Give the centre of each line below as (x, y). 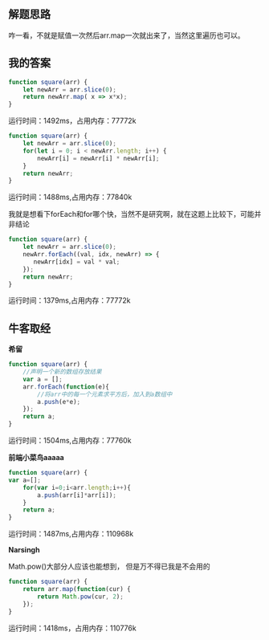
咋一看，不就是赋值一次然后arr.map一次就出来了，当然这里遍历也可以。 (126, 35)
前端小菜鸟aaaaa (36, 458)
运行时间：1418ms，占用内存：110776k (72, 628)
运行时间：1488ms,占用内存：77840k (70, 197)
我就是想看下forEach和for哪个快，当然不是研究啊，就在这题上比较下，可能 (131, 214)
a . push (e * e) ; (59, 402)
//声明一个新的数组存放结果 (62, 372)
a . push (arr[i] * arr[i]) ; (77, 495)
